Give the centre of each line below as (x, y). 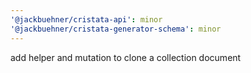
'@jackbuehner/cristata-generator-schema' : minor (116, 29)
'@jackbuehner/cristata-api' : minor (86, 19)
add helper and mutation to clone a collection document (126, 57)
